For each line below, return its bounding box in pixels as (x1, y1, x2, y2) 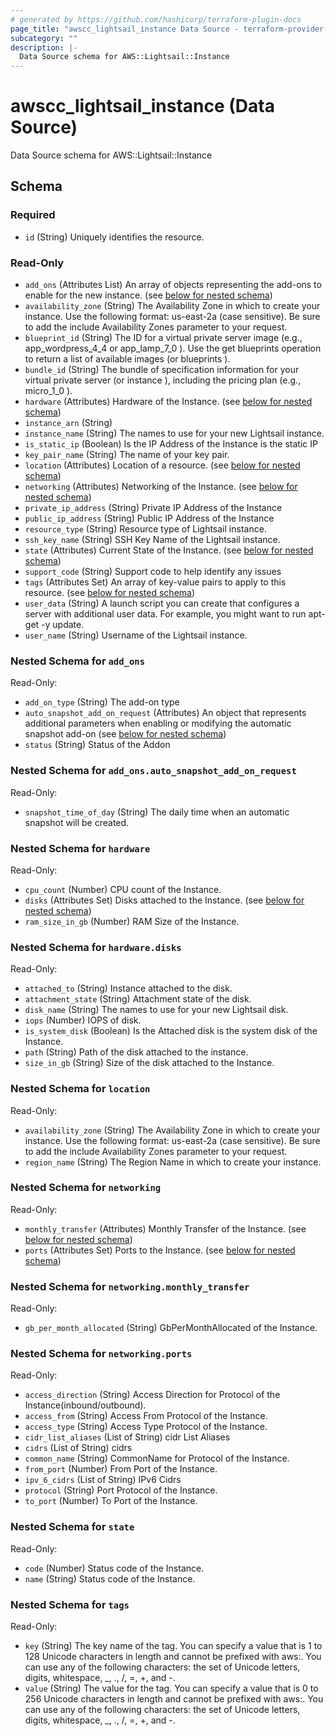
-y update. (41, 619, 85, 631)
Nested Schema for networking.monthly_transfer (10, 1279, 250, 1293)
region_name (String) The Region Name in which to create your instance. (24, 1156, 322, 1168)
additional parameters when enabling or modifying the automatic (24, 717, 292, 730)
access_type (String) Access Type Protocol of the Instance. (24, 1421, 268, 1433)
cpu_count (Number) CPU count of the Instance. (24, 883, 222, 895)
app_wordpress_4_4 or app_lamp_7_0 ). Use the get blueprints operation (24, 342, 322, 355)
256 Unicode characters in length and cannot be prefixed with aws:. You (24, 1693, 324, 1705)
